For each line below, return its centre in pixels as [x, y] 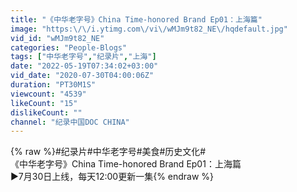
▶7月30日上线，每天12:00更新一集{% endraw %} [112, 177]
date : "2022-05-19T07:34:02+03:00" [84, 66]
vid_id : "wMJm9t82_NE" [57, 38]
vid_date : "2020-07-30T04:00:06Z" [82, 76]
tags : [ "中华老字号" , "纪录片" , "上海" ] [83, 57]
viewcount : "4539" [48, 94]
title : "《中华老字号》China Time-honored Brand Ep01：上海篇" [136, 19]
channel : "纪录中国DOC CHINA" [70, 122]
